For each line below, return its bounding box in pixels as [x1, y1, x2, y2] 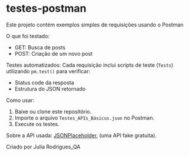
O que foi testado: [6, 32, 50, 39]
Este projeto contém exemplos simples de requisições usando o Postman [6, 21, 184, 28]
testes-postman [6, 2, 87, 15]
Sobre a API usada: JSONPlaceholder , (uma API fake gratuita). [6, 131, 157, 139]
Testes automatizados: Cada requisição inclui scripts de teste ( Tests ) [6, 61, 174, 69]
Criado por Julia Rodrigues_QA [6, 143, 81, 150]
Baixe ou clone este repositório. [14, 108, 92, 115]
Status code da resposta [14, 79, 75, 86]
